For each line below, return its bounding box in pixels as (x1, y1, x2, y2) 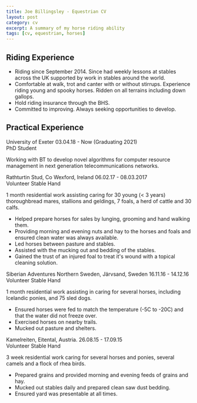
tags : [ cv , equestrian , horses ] (6, 31, 85, 37)
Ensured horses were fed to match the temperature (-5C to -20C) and (14, 306, 183, 313)
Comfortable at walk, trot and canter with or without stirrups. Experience (14, 80, 191, 87)
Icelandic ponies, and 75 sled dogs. (6, 294, 92, 301)
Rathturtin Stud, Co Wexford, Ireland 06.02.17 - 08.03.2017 (6, 173, 148, 180)
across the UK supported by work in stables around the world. (14, 74, 166, 81)
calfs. (6, 204, 19, 211)
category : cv (6, 19, 38, 25)
